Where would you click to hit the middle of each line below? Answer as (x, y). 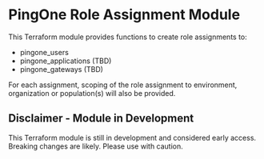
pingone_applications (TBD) (66, 61)
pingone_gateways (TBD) (62, 69)
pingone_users (44, 52)
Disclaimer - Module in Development (101, 119)
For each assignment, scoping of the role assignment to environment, (123, 85)
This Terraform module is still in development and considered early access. (132, 137)
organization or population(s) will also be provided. (92, 93)
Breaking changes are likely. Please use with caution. (96, 146)
